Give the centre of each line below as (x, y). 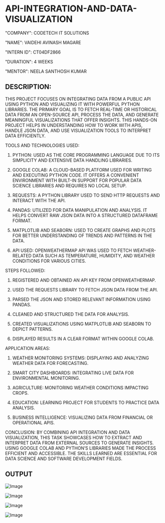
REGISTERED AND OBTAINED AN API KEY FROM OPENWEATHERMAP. (84, 280)
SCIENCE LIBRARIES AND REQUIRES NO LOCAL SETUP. (69, 185)
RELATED (22, 255)
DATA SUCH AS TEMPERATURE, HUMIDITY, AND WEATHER (94, 255)
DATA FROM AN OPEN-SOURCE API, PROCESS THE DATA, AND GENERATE (82, 115)
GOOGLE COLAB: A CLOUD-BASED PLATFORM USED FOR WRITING (82, 170)
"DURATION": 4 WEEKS (29, 61)
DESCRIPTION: (28, 87)
